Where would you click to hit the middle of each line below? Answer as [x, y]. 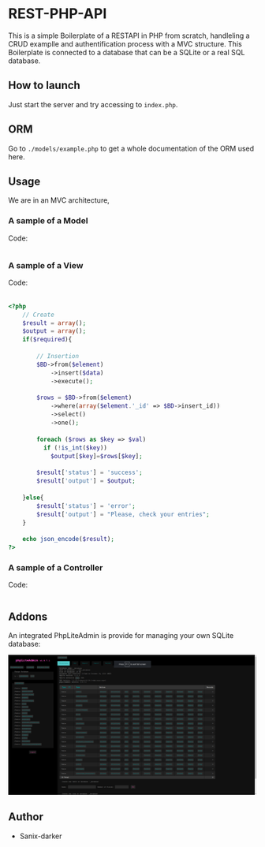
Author [26, 817]
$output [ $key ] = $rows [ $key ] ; [97, 456]
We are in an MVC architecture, [59, 200]
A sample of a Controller [56, 568]
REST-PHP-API [58, 14]
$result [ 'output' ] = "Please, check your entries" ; [123, 514]
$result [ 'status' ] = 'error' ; [86, 506]
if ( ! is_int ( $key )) [75, 448]
